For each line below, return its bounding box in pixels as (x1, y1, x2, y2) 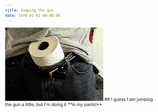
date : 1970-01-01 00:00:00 (5, 13, 60, 18)
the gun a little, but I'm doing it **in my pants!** (5, 101, 103, 107)
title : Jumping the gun (5, 8, 54, 13)
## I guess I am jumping (104, 96, 153, 102)
